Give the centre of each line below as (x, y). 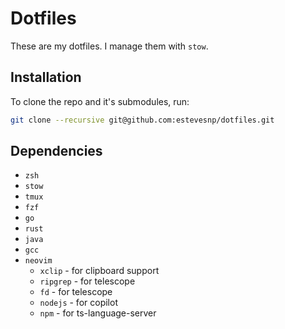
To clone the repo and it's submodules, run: (100, 101)
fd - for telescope (76, 292)
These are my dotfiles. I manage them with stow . (109, 46)
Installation (46, 77)
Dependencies (56, 151)
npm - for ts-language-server (98, 313)
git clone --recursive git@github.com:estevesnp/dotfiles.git (142, 120)
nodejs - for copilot (78, 303)
